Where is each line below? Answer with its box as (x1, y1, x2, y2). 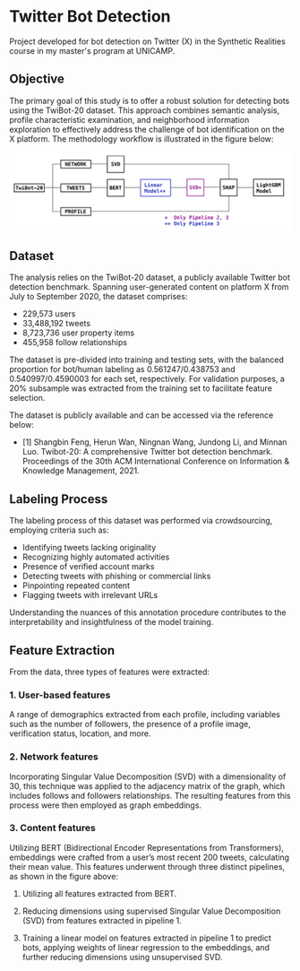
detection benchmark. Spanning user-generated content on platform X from (9, 282, 289, 292)
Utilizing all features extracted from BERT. (21, 888, 177, 898)
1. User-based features (9, 689, 111, 701)
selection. (9, 393, 46, 403)
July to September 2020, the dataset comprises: (9, 291, 188, 302)
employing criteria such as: (9, 525, 109, 535)
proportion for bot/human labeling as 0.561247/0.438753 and (9, 364, 236, 375)
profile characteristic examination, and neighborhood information (9, 114, 250, 125)
